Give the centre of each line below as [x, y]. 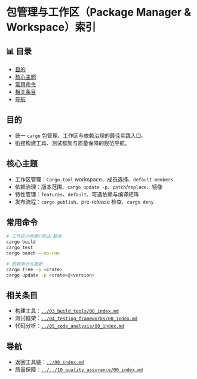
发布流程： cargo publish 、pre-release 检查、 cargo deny [84, 202]
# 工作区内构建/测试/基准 [34, 237]
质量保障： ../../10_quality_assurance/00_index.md [79, 369]
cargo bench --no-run [33, 253]
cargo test [20, 248]
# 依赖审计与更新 [24, 264]
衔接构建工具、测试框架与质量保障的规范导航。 [72, 143]
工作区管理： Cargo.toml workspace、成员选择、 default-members [94, 179]
